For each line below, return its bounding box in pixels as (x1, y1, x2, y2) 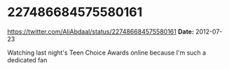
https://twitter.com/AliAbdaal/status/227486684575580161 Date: (7, 27, 195, 36)
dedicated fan (7, 55, 48, 64)
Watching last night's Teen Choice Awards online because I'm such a (7, 48, 207, 57)
